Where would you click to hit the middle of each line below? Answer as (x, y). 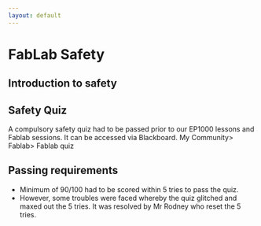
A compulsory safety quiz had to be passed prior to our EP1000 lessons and (131, 129)
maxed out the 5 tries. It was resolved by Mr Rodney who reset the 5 (130, 206)
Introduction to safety (63, 83)
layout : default (35, 15)
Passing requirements (63, 170)
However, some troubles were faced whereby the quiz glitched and (128, 198)
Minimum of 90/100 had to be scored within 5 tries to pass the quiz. (129, 189)
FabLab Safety (56, 54)
